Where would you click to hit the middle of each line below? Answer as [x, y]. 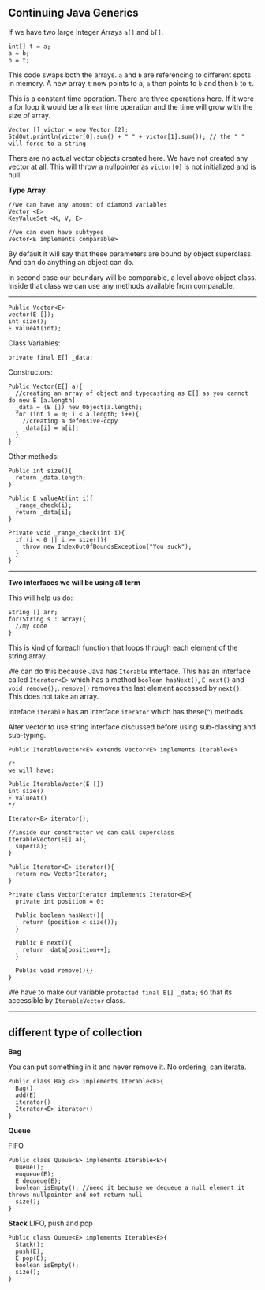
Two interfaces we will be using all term [74, 582]
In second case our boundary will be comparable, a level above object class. [132, 277]
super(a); [31, 846]
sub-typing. [27, 735]
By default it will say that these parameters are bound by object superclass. [131, 254]
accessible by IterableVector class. [67, 1000]
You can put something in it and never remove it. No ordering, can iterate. [127, 1067]
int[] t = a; [30, 47]
